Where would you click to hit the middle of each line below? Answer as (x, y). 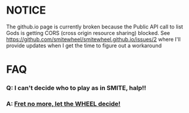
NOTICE (26, 10)
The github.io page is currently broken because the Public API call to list (95, 27)
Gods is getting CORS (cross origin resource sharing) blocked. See (88, 33)
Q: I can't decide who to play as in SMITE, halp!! (76, 88)
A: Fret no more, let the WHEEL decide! (63, 104)
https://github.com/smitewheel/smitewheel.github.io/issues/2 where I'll (93, 39)
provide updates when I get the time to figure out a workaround (84, 46)
